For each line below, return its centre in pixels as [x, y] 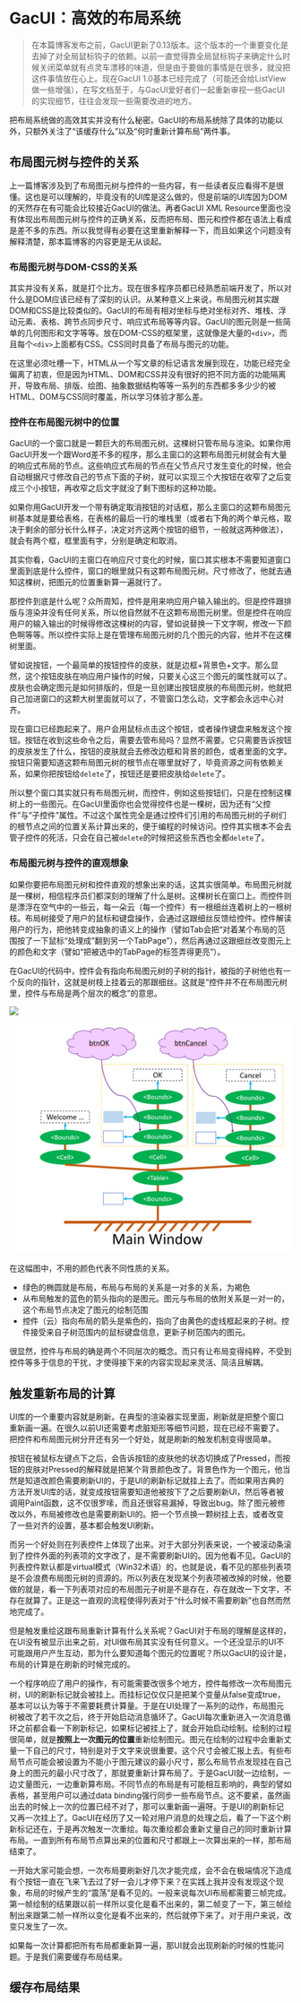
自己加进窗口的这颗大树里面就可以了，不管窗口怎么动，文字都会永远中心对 [146, 699]
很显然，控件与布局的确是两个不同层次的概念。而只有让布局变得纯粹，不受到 [150, 1351]
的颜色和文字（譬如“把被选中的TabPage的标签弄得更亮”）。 [117, 952]
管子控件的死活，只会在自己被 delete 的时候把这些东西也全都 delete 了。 [139, 838]
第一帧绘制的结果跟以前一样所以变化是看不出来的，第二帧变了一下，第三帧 [146, 1904]
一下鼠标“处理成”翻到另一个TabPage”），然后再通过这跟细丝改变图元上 [162, 940]
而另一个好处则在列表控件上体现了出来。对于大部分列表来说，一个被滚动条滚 [150, 1544]
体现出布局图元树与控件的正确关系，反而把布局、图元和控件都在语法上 [146, 219]
